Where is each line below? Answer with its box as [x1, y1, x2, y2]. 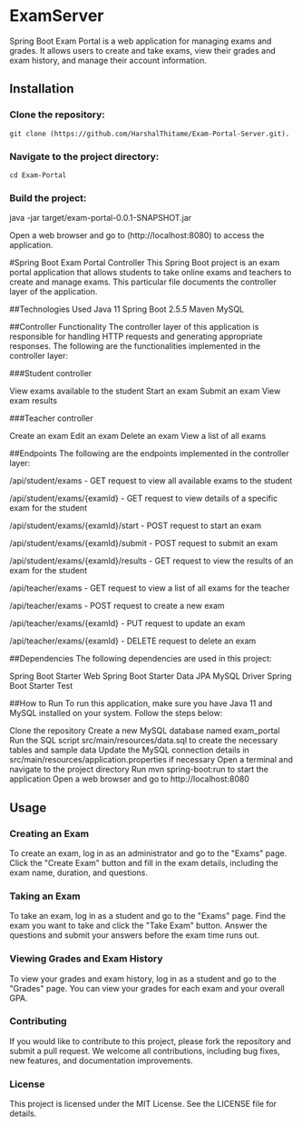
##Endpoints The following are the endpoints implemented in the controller [9, 448, 289, 459]
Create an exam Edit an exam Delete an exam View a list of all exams [9, 431, 267, 442]
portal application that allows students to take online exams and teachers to [9, 267, 292, 278]
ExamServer [9, 5, 104, 26]
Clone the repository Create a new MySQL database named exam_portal [9, 725, 280, 736]
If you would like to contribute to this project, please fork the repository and [9, 1035, 292, 1046]
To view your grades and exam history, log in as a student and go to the [9, 973, 277, 984]
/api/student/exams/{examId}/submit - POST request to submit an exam [9, 538, 278, 549]
